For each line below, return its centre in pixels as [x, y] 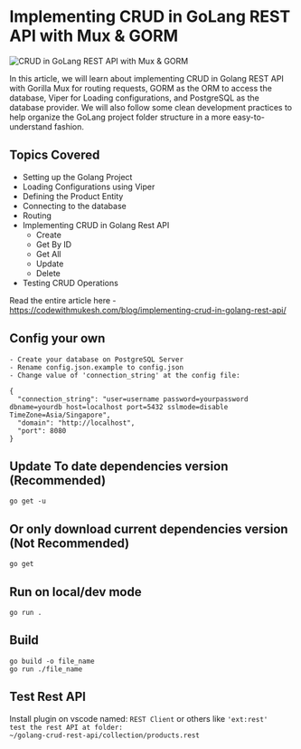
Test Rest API [47, 697]
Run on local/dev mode [75, 592]
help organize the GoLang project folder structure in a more [120, 117]
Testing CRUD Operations [71, 283]
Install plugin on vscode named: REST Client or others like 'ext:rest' [139, 718]
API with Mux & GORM [94, 36]
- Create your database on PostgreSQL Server [96, 360]
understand [31, 126]
